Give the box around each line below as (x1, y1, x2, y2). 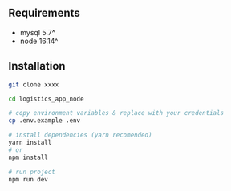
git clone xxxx (8, 80, 59, 89)
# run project (8, 168, 56, 176)
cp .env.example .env (8, 117, 81, 125)
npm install (8, 153, 48, 161)
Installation (8, 59, 66, 73)
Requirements (8, 6, 80, 20)
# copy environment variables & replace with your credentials (8, 109, 225, 117)
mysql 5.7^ (19, 27, 56, 37)
